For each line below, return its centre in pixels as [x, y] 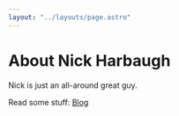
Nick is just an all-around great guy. [73, 85]
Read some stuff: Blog [48, 102]
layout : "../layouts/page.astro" [70, 17]
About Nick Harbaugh [89, 60]
